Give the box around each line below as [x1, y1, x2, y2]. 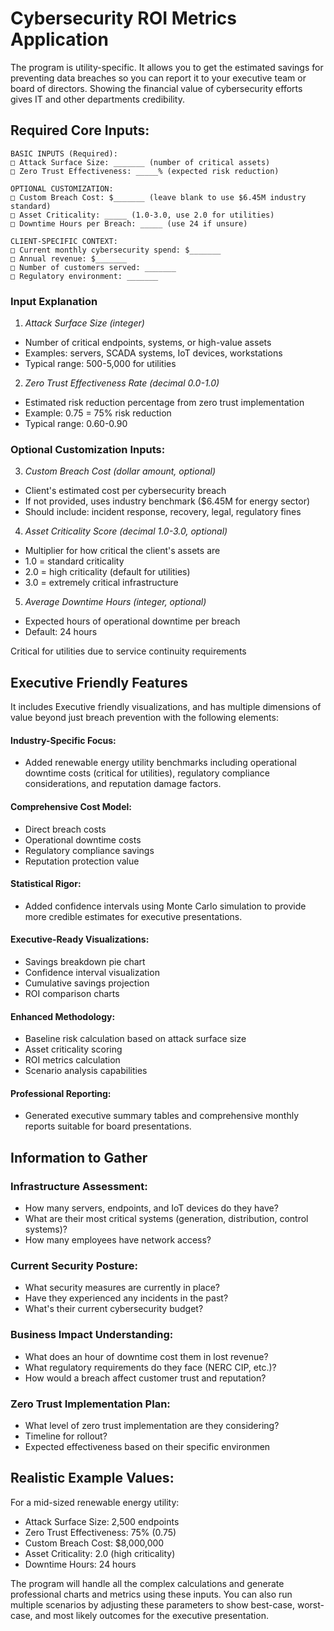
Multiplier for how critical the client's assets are [24, 545, 221, 557]
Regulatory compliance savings [24, 844, 155, 856]
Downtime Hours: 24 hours [24, 1558, 137, 1570]
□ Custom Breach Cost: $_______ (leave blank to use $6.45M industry [10, 192, 307, 202]
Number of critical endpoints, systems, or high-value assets [24, 337, 272, 349]
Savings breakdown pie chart [24, 955, 146, 967]
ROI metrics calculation [24, 1054, 121, 1066]
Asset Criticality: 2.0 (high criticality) [24, 1547, 176, 1559]
